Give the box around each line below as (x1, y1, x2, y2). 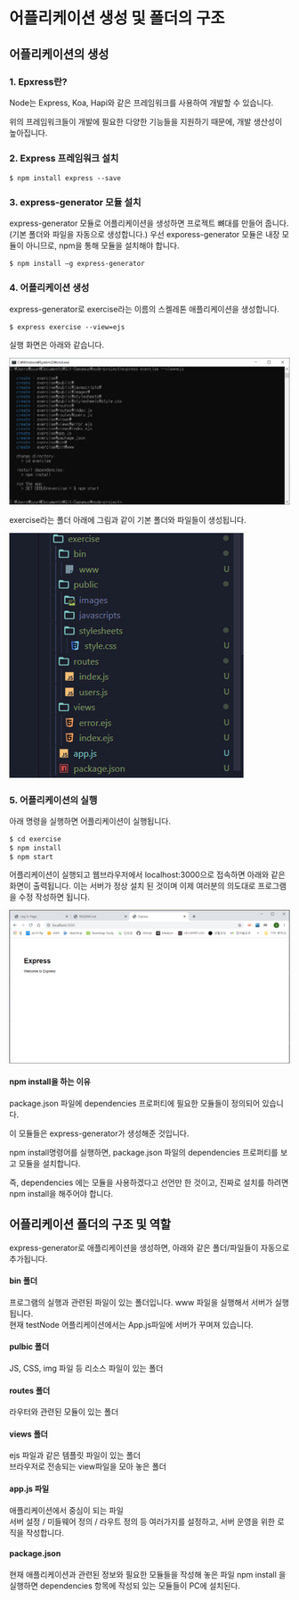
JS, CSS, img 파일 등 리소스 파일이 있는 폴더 (9, 1363, 164, 1373)
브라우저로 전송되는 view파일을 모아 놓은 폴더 (9, 1461, 167, 1472)
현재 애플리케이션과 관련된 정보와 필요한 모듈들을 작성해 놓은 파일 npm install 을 (9, 1569, 287, 1579)
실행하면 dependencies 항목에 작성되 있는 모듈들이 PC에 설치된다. (9, 1580, 240, 1591)
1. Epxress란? (9, 75, 68, 87)
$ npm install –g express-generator (9, 260, 145, 269)
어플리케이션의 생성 (9, 46, 109, 62)
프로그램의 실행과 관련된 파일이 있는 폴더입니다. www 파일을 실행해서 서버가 (9, 1297, 273, 1307)
